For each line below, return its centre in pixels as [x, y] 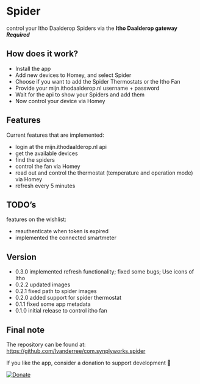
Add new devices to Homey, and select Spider [73, 75]
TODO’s [21, 205]
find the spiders [35, 159]
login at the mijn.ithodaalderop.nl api [61, 147]
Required [18, 34]
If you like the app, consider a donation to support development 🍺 [89, 363]
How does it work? [42, 54]
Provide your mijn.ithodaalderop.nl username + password [87, 88]
